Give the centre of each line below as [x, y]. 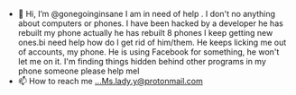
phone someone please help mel [79, 71]
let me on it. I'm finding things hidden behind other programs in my [142, 61]
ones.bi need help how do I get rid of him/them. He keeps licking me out [152, 42]
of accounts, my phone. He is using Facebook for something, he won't [148, 52]
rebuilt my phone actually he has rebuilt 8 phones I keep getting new [145, 33]
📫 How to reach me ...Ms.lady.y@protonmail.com [110, 81]
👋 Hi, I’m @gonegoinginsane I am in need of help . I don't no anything [147, 14]
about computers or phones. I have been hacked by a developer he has [151, 23]
